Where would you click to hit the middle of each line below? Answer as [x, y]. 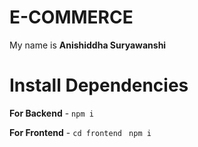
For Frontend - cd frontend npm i [80, 132]
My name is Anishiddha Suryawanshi [88, 45]
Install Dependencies [99, 85]
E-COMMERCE [71, 17]
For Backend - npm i [51, 113]
